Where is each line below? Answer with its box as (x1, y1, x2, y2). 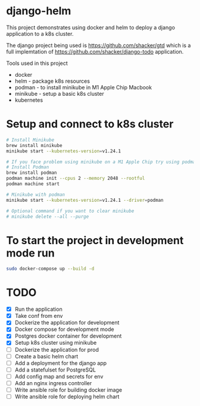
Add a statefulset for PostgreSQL (14, 366, 96, 373)
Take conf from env (14, 313, 63, 320)
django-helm (6, 4, 71, 18)
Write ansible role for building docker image (14, 386, 123, 393)
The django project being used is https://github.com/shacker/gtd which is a (6, 42, 191, 49)
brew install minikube (6, 142, 62, 148)
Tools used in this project (6, 60, 68, 67)
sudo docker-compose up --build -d (6, 266, 95, 272)
